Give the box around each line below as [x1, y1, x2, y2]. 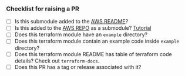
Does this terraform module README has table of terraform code [14, 50, 172, 57]
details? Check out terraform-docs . [14, 57, 100, 64]
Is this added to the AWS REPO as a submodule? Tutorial [14, 25, 152, 32]
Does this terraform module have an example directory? [14, 31, 148, 38]
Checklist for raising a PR [6, 5, 79, 13]
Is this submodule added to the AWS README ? [14, 18, 129, 25]
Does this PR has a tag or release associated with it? [14, 63, 142, 70]
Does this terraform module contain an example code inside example [14, 37, 180, 45]
